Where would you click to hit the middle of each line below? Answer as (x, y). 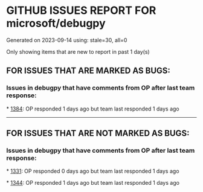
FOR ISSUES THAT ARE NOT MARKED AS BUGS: (98, 133)
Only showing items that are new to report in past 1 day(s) (78, 51)
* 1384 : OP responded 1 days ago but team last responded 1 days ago (93, 109)
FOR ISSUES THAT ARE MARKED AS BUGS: (89, 71)
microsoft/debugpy (56, 23)
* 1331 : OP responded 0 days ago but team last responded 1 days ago (93, 171)
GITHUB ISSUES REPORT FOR (81, 11)
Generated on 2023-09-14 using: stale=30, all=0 (67, 40)
